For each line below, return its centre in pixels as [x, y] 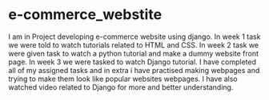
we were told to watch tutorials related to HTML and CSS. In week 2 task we [133, 44]
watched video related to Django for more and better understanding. [121, 87]
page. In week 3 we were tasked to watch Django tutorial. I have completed [132, 62]
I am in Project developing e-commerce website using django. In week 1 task [134, 37]
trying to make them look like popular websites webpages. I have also [123, 79]
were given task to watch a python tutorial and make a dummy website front [133, 53]
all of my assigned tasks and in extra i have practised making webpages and [134, 70]
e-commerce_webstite [85, 15]
